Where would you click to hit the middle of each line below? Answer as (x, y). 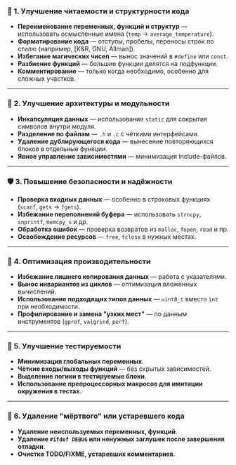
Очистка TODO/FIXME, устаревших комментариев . (96, 454)
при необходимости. (48, 307)
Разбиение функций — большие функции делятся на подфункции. (117, 64)
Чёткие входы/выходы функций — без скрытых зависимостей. (114, 369)
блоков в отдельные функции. (62, 149)
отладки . (31, 446)
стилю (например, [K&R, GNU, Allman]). (76, 49)
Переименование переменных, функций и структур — (102, 27)
